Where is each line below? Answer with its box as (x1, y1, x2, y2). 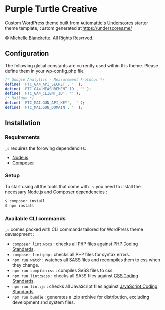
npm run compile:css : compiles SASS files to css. (12, 267, 114, 273)
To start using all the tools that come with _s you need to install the (5, 183, 141, 189)
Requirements (5, 134, 40, 141)
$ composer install (5, 198, 45, 203)
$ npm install (5, 203, 35, 208)
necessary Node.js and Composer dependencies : (5, 189, 107, 195)
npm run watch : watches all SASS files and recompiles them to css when (12, 257, 161, 263)
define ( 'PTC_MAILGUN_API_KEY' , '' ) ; (5, 100, 85, 105)
